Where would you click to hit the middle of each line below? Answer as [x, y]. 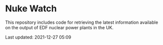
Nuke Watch [31, 9]
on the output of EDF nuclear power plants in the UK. [59, 27]
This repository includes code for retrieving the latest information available [82, 22]
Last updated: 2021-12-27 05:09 [38, 37]
